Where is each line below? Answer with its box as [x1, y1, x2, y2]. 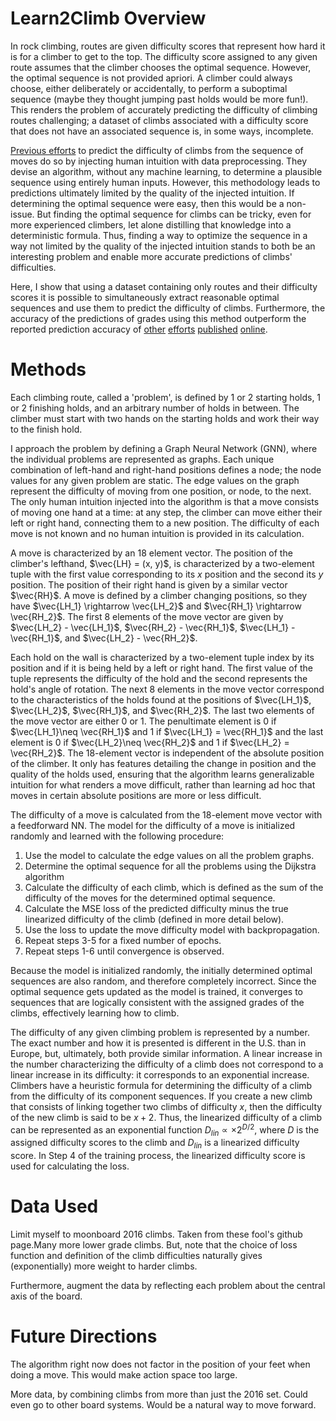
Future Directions [10, 1325, 158, 1348]
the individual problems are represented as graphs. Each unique [10, 453, 275, 465]
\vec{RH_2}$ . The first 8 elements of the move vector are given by [10, 610, 284, 622]
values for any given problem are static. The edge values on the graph [10, 474, 300, 486]
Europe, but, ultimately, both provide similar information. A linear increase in [10, 1047, 323, 1059]
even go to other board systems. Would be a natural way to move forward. [10, 1399, 317, 1411]
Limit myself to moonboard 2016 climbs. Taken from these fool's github [10, 1228, 303, 1241]
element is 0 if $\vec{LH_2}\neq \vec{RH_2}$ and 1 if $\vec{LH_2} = [10, 736, 290, 748]
